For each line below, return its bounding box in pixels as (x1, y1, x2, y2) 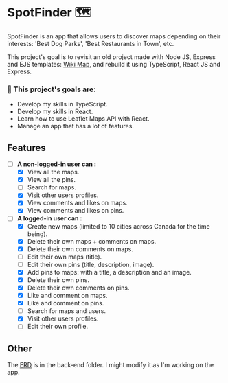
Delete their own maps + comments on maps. (27, 237, 157, 245)
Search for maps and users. (27, 307, 106, 315)
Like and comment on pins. (27, 299, 104, 307)
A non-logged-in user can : (16, 160, 96, 168)
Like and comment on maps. (27, 292, 108, 300)
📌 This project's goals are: (7, 84, 96, 94)
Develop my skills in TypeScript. (16, 100, 108, 108)
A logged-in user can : (16, 214, 82, 222)
